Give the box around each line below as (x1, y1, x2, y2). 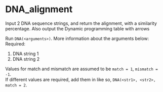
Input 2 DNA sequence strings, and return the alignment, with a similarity (5, 20, 157, 26)
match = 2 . (5, 82, 27, 88)
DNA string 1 (12, 51, 39, 57)
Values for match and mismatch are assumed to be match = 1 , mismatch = (5, 66, 158, 72)
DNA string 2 (12, 56, 40, 62)
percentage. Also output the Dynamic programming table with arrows (5, 25, 150, 31)
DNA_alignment (5, 4, 73, 15)
